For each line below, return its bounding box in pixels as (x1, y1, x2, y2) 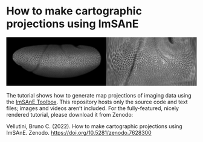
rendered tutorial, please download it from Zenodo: (6, 111, 134, 119)
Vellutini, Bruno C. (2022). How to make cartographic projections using (6, 123, 182, 130)
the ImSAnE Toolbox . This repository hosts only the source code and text (6, 98, 188, 106)
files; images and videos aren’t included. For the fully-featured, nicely (6, 105, 179, 112)
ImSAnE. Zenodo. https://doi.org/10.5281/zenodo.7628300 (6, 129, 152, 137)
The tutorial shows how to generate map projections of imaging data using (6, 92, 192, 99)
